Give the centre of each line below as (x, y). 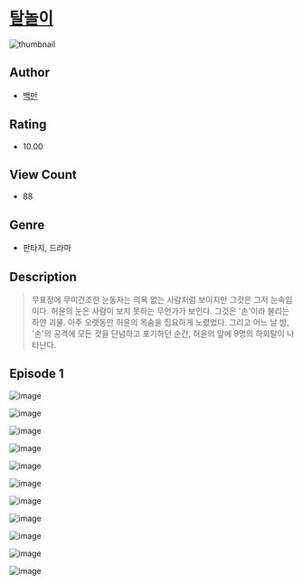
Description (43, 277)
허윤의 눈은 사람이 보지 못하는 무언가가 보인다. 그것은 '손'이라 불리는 (170, 311)
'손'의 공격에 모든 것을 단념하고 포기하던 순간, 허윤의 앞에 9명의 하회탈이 (158, 334)
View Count (43, 174)
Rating (28, 124)
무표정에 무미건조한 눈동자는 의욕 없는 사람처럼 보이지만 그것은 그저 (150, 300)
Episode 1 (37, 374)
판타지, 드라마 (47, 248)
